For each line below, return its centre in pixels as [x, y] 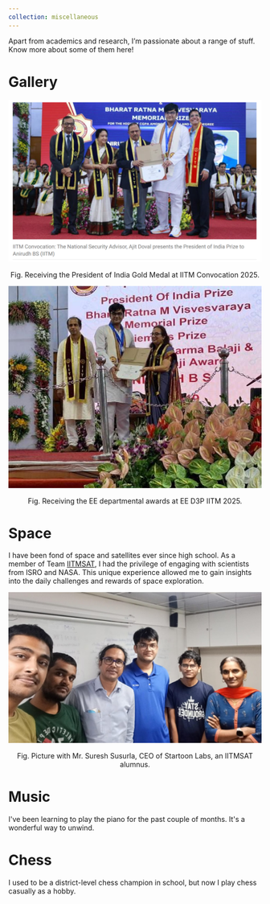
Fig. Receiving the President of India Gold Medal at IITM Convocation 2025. [135, 274]
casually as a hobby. [42, 891]
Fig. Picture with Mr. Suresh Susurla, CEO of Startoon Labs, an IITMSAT [135, 756]
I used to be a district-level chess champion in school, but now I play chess [133, 883]
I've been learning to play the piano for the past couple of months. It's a [127, 820]
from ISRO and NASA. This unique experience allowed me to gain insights [130, 573]
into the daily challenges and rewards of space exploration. [106, 581]
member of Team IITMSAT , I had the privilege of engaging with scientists [129, 564]
